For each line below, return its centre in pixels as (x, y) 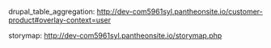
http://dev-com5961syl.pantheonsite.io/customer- (180, 12)
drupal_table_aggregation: (52, 12)
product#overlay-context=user (60, 20)
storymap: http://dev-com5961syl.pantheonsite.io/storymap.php (115, 36)
